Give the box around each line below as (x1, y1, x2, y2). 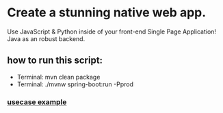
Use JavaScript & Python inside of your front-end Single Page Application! (7, 27, 217, 36)
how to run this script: (7, 55, 103, 66)
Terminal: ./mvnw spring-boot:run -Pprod (16, 80, 133, 88)
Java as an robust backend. (7, 34, 86, 42)
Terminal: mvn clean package (16, 73, 101, 81)
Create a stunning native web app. (7, 5, 207, 21)
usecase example (7, 97, 67, 107)
